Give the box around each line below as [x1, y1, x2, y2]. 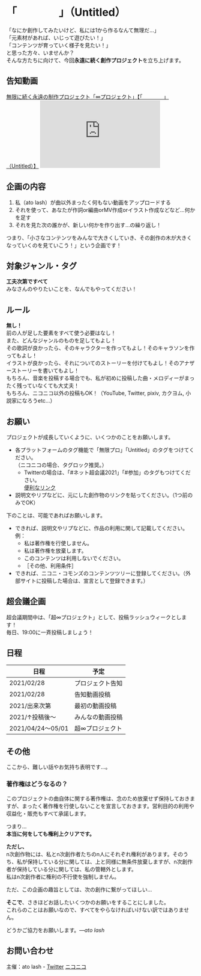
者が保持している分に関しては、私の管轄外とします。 [6, 865, 137, 873]
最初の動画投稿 [74, 702, 117, 710]
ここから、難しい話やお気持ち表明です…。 [6, 764, 111, 771]
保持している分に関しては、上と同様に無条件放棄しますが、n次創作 [26, 858, 193, 865]
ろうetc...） [26, 397, 56, 404]
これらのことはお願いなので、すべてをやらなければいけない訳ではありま [6, 906, 184, 913]
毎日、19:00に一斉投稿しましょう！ [6, 628, 94, 635]
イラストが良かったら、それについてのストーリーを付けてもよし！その [6, 359, 179, 367]
